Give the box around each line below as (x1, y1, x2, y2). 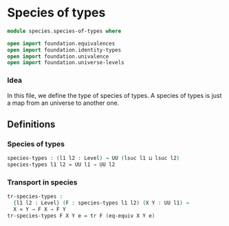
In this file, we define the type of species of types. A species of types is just (7, 91, 222, 99)
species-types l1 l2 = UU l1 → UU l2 (7, 161, 116, 168)
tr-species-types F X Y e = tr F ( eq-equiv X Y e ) (7, 212, 155, 219)
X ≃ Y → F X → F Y (13, 206, 67, 213)
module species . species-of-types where (7, 28, 122, 34)
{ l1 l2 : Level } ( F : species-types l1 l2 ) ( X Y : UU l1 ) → (13, 200, 189, 207)
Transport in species (7, 177, 78, 187)
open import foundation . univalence (7, 53, 109, 60)
